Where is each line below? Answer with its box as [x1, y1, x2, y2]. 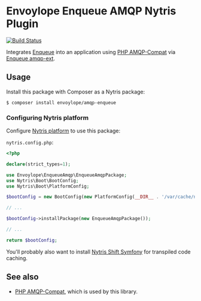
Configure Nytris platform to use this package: [6, 127, 121, 134]
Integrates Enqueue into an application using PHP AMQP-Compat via [6, 48, 176, 55]
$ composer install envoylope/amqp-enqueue [6, 100, 117, 106]
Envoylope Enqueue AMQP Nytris [6, 4, 176, 18]
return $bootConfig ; [6, 237, 58, 243]
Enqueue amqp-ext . [6, 55, 56, 62]
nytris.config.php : [6, 139, 54, 146]
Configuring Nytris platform [6, 113, 89, 122]
